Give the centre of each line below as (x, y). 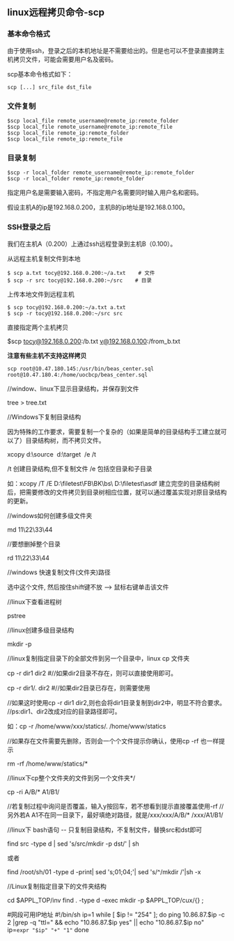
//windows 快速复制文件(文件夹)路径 (59, 572)
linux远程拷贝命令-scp (56, 13)
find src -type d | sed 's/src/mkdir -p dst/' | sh (73, 844)
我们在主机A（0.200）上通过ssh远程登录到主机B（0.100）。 (92, 244)
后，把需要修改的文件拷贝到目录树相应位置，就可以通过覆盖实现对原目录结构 (117, 492)
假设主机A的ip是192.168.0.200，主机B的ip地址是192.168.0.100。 (98, 207)
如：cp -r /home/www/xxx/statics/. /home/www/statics (87, 726)
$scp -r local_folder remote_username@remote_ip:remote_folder (101, 173)
